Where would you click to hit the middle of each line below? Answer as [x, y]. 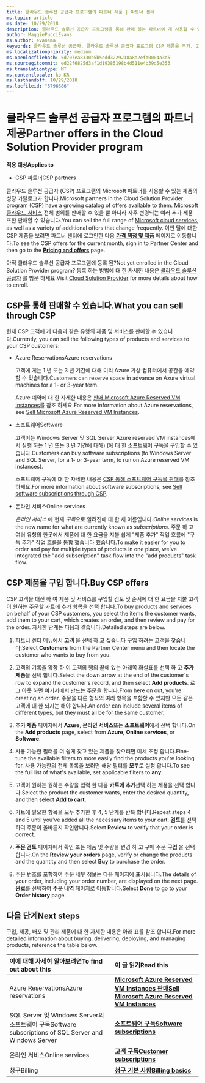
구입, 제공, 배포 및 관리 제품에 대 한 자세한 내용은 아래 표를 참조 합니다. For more [101, 932]
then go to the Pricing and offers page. [56, 250]
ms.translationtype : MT [37, 69]
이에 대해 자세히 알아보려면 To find [56, 961]
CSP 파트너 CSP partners [45, 178]
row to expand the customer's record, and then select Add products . [102, 682]
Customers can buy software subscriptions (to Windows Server [111, 453]
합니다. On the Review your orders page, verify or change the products [104, 855]
